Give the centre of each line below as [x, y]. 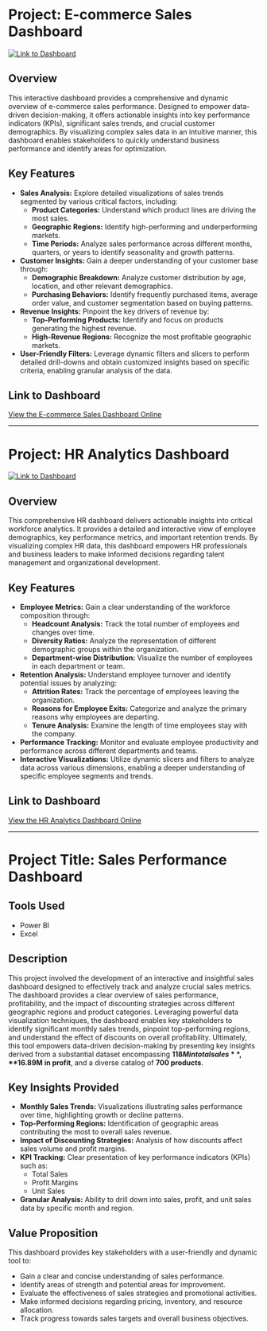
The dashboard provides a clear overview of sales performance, [113, 995]
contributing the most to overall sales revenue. [96, 1132]
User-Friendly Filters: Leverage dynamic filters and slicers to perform [135, 353]
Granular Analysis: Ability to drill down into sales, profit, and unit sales [135, 1200]
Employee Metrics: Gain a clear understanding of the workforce [125, 607]
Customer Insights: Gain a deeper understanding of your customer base [139, 260]
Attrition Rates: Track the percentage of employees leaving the [135, 691]
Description [38, 959]
